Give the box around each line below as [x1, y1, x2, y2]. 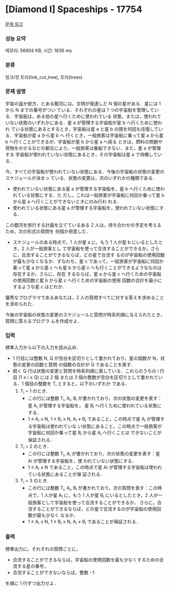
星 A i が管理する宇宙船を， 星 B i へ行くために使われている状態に [27, 402, 162, 410]
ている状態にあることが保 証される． [27, 471, 105, 478]
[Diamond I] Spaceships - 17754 [5, 4, 143, 15]
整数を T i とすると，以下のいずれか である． [38, 380, 130, 388]
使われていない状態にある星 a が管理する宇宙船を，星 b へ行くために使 [12, 186, 161, 192]
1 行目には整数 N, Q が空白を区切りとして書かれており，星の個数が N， [12, 355, 161, 362]
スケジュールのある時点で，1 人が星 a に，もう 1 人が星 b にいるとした [12, 239, 159, 245]
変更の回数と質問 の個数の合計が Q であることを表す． [21, 362, 135, 368]
